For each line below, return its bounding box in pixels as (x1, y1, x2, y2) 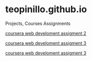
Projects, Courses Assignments (5, 20, 71, 26)
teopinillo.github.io (5, 4, 87, 15)
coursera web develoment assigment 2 (5, 30, 87, 36)
